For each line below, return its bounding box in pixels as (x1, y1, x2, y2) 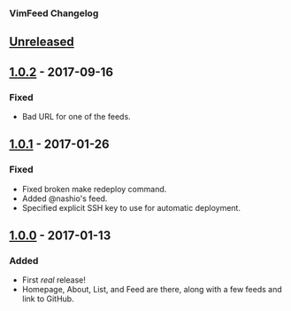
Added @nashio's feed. (21, 193, 108, 204)
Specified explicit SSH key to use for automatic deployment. (21, 202, 241, 213)
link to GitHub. (21, 293, 74, 304)
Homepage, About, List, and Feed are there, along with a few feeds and (21, 284, 283, 295)
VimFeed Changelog (9, 7, 99, 19)
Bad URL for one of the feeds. (21, 112, 131, 121)
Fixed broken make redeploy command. (21, 183, 167, 194)
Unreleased (9, 35, 75, 50)
